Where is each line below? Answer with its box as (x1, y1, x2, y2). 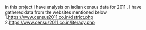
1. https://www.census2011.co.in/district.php (5, 15, 93, 20)
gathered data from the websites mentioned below (5, 9, 107, 15)
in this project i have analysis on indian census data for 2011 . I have (5, 4, 142, 10)
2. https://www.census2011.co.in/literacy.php (5, 19, 95, 25)
